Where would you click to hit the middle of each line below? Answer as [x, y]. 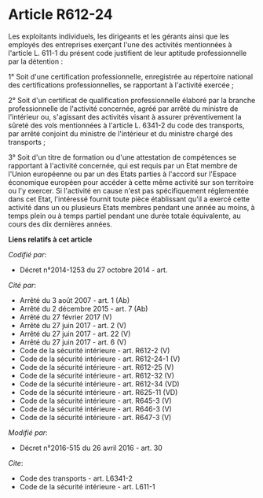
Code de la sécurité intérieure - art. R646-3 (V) [96, 409]
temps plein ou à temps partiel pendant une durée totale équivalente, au [124, 216]
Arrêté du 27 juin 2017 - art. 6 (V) [73, 342]
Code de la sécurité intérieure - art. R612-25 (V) [97, 367]
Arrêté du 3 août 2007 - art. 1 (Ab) [75, 300]
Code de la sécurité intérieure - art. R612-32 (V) [97, 375]
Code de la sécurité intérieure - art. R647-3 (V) [95, 417]
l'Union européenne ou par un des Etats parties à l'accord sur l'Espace [122, 174]
